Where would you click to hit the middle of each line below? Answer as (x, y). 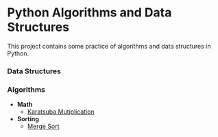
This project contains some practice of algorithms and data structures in (109, 46)
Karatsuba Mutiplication (61, 112)
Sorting (28, 119)
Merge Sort (43, 126)
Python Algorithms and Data (89, 13)
